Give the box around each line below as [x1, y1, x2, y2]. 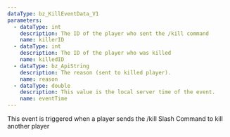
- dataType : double [13, 82, 71, 89]
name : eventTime [20, 96, 68, 103]
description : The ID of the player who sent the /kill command [20, 30, 210, 37]
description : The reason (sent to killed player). [20, 69, 172, 76]
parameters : [7, 17, 42, 24]
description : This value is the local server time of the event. [20, 89, 216, 96]
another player [7, 122, 50, 130]
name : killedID [20, 56, 65, 63]
